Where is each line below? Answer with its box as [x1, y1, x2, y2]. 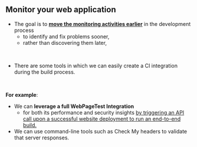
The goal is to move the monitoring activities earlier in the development [14, 20, 191, 27]
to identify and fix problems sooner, [22, 32, 110, 40]
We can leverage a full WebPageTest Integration [14, 103, 134, 110]
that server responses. [14, 134, 69, 141]
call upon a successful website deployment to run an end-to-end [22, 115, 181, 122]
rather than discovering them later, [22, 39, 107, 46]
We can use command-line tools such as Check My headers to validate [14, 128, 188, 135]
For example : [5, 91, 38, 98]
